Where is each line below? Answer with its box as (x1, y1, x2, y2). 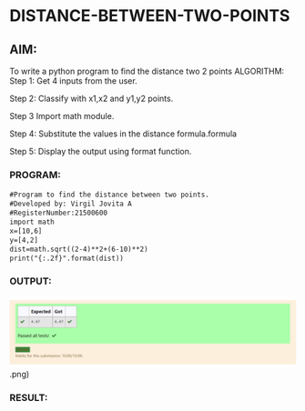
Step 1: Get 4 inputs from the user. (9, 75, 138, 86)
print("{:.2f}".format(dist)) (9, 254, 125, 264)
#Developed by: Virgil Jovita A (9, 199, 132, 209)
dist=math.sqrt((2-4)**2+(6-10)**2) (9, 245, 148, 255)
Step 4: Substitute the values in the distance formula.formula (9, 128, 238, 139)
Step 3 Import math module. (9, 111, 115, 121)
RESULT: (9, 391, 48, 404)
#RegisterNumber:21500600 (9, 208, 107, 218)
